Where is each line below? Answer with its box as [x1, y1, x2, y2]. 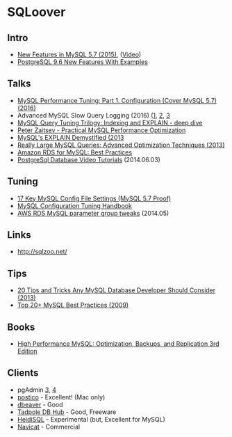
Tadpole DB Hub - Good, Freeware [17, 408, 117, 416]
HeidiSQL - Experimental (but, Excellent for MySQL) [17, 415, 165, 423]
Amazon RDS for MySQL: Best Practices [17, 148, 133, 157]
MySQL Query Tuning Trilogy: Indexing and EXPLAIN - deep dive [17, 118, 203, 127]
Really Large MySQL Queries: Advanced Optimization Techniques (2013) [17, 141, 225, 149]
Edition [17, 347, 38, 356]
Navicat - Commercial [17, 422, 81, 431]
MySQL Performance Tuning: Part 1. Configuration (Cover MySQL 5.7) [17, 96, 217, 104]
